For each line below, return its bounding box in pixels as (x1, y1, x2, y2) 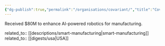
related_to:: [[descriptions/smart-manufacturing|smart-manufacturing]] (4, 30, 149, 36)
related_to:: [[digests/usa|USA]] (4, 35, 69, 41)
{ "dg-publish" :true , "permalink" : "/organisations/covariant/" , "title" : (4, 7, 153, 12)
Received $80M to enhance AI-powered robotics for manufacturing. (4, 21, 143, 26)
